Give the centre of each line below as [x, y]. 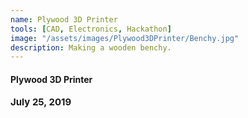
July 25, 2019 [41, 102]
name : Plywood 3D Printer [64, 19]
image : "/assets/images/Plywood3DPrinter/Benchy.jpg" [125, 38]
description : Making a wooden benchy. [91, 47]
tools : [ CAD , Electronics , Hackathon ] [91, 29]
